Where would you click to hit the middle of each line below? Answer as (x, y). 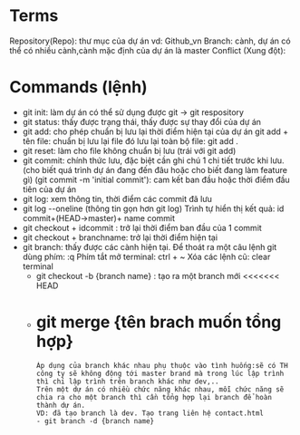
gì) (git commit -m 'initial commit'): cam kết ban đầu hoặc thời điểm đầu (156, 179)
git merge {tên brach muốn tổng (159, 322)
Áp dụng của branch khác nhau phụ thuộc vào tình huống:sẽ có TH (162, 365)
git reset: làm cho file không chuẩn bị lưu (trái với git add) (129, 150)
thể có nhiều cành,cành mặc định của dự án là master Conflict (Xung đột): (148, 50)
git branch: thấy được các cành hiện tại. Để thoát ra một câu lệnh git (150, 246)
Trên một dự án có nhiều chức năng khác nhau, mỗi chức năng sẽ (160, 389)
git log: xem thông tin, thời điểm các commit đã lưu (117, 198)
